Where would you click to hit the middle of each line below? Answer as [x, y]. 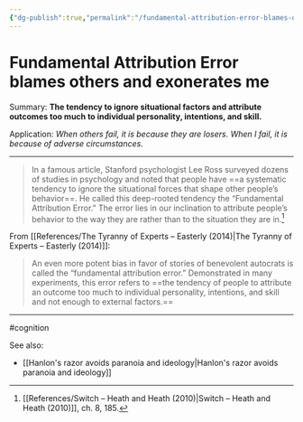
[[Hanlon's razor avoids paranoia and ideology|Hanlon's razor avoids [150, 363]
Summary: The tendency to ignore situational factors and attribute [136, 107]
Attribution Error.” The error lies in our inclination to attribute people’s [160, 208]
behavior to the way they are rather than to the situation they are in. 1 [158, 218]
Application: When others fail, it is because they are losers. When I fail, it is [149, 134]
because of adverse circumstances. [77, 143]
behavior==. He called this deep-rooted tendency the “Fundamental [157, 198]
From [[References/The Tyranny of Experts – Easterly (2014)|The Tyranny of [151, 237]
